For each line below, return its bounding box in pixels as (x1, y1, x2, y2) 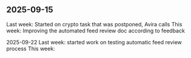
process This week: (6, 45, 56, 52)
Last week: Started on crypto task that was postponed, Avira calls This (6, 20, 183, 28)
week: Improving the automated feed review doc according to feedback (6, 27, 185, 34)
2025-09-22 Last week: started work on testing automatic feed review (6, 38, 182, 45)
